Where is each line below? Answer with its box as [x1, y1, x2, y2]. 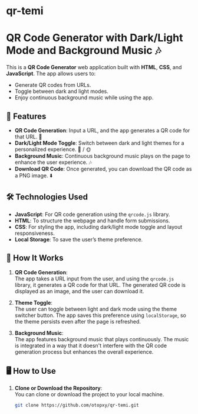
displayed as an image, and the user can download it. [14, 287, 144, 295]
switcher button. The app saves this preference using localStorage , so [14, 312, 187, 319]
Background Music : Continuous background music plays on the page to [14, 152, 190, 159]
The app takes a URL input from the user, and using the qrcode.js [14, 275, 174, 282]
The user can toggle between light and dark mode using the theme [14, 305, 177, 312]
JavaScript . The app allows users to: [6, 70, 96, 77]
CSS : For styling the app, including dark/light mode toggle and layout [14, 223, 183, 230]
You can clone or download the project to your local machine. [14, 391, 164, 398]
